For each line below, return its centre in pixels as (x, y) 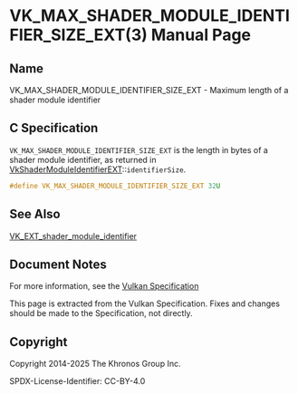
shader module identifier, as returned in (83, 159)
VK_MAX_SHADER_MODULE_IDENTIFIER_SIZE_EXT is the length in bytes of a (139, 149)
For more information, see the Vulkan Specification (104, 286)
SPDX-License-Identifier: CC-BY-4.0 (77, 381)
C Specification (54, 128)
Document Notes (58, 264)
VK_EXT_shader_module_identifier (73, 235)
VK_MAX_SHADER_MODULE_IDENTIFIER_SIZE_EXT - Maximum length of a (149, 90)
